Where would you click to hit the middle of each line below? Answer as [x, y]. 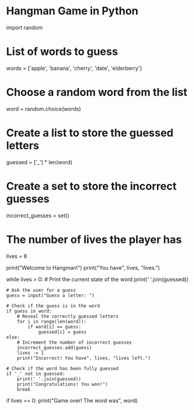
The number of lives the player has [94, 239]
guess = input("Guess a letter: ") [50, 295]
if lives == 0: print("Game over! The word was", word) [72, 400]
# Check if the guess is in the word [53, 306]
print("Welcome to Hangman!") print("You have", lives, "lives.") [83, 267]
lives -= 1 [30, 353]
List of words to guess [62, 52]
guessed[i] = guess [62, 332]
